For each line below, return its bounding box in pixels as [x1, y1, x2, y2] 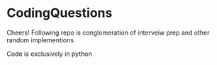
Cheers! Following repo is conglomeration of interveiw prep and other [6, 28, 210, 37]
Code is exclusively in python [6, 49, 93, 58]
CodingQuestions [6, 5, 113, 21]
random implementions [6, 35, 74, 44]
